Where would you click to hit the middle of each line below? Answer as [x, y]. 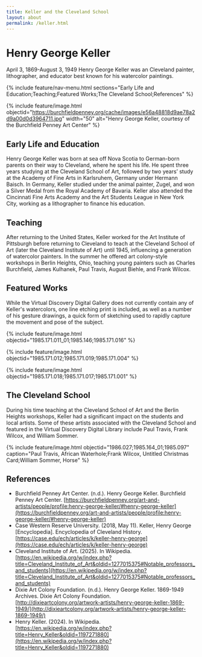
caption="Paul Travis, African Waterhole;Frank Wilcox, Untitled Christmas [97, 453]
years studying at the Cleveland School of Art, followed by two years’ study [100, 171]
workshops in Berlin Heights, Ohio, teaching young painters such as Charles [101, 263]
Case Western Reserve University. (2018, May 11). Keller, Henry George [103, 525]
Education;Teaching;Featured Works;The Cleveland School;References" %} [100, 94]
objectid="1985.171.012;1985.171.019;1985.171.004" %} [72, 358]
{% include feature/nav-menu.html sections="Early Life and [80, 88]
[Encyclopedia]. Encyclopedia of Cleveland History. [79, 532]
